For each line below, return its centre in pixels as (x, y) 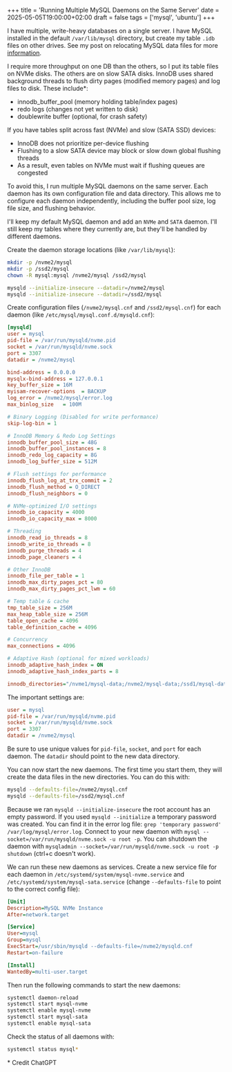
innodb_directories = (37, 684)
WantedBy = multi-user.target (48, 972)
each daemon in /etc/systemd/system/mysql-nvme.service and (96, 874)
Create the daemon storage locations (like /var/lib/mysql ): (91, 250)
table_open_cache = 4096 (43, 620)
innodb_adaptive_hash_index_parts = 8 (63, 671)
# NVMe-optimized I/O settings (52, 506)
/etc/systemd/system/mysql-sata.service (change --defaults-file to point (114, 882)
